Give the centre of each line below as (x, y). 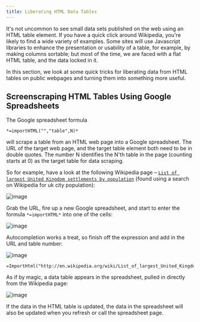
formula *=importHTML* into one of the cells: (60, 214)
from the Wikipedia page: (37, 283)
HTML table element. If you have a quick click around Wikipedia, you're (94, 35)
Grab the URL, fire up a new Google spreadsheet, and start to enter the (93, 208)
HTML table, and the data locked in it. (52, 60)
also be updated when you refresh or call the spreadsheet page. (85, 313)
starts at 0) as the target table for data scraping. (65, 161)
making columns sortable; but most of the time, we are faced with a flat (94, 53)
